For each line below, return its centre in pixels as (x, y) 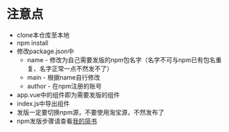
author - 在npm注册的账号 (64, 86)
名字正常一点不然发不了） (76, 68)
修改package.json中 (45, 51)
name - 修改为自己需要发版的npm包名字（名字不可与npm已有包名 (121, 59)
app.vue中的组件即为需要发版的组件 (68, 94)
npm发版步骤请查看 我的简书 (57, 121)
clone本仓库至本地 (43, 35)
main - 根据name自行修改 (64, 77)
